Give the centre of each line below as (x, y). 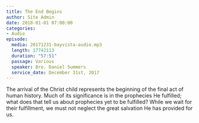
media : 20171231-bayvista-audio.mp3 (57, 45)
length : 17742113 (33, 51)
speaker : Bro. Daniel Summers (49, 67)
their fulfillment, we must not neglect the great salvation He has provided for (99, 108)
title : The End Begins (34, 12)
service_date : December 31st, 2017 (56, 72)
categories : (21, 28)
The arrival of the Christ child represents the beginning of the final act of (95, 89)
